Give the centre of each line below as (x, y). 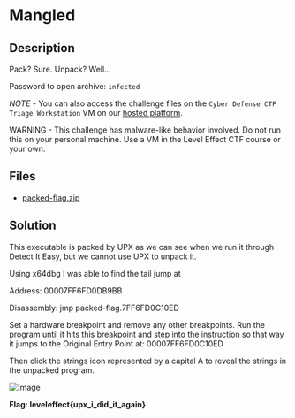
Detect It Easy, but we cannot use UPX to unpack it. (103, 256)
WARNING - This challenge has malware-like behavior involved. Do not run (145, 130)
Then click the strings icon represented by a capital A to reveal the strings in (148, 361)
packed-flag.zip (51, 198)
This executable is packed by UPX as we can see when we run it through (142, 247)
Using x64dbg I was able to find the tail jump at (95, 273)
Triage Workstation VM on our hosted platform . (96, 113)
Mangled (42, 15)
